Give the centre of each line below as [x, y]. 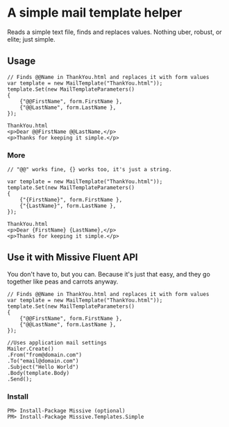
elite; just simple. [31, 39]
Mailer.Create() [31, 349]
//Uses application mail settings [57, 342]
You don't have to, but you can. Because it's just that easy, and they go [109, 274]
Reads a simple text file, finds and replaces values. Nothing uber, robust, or [114, 32]
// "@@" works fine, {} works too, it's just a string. [90, 170]
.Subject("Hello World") [43, 367]
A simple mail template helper [95, 13]
